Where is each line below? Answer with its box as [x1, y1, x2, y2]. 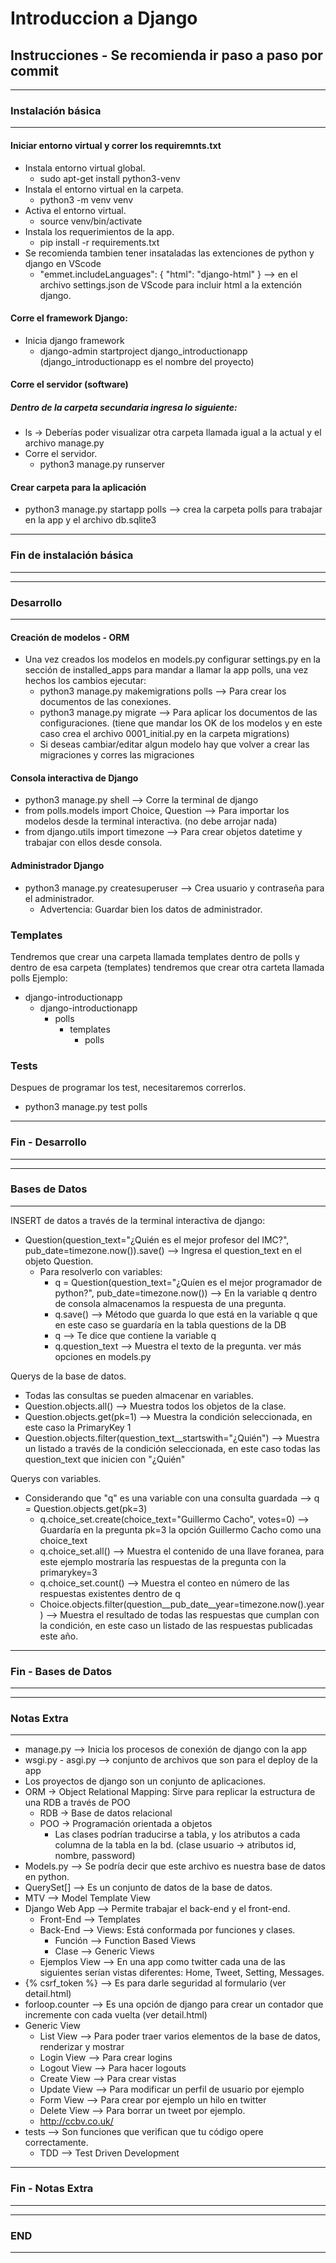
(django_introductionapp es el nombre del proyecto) [39, 355, 255, 367]
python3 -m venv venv [39, 193, 134, 206]
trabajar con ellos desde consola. [24, 837, 163, 849]
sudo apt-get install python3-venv [39, 172, 181, 184]
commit [10, 62, 59, 79]
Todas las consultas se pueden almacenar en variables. [24, 1389, 254, 1401]
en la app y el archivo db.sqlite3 [24, 514, 157, 526]
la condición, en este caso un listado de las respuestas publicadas [39, 1619, 313, 1631]
